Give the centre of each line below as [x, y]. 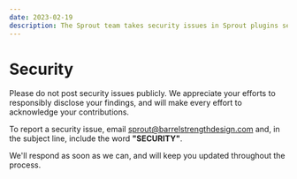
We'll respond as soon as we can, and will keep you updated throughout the [147, 156]
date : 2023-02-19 [41, 17]
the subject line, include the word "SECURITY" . [96, 138]
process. [25, 165]
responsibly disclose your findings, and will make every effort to [126, 103]
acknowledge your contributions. [69, 112]
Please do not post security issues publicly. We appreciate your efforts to [142, 93]
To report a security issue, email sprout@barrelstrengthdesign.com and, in [145, 130]
